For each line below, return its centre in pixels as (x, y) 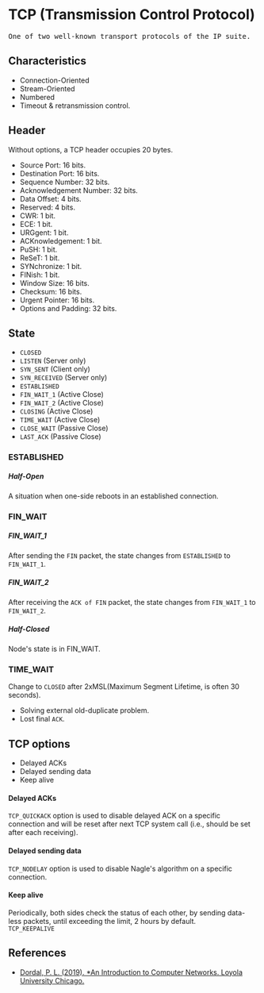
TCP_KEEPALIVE (32, 929)
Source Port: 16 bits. (53, 165)
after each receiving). (43, 833)
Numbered (37, 97)
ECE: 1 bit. (36, 224)
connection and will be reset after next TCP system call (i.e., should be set (130, 824)
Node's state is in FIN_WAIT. (54, 649)
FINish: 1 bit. (40, 275)
